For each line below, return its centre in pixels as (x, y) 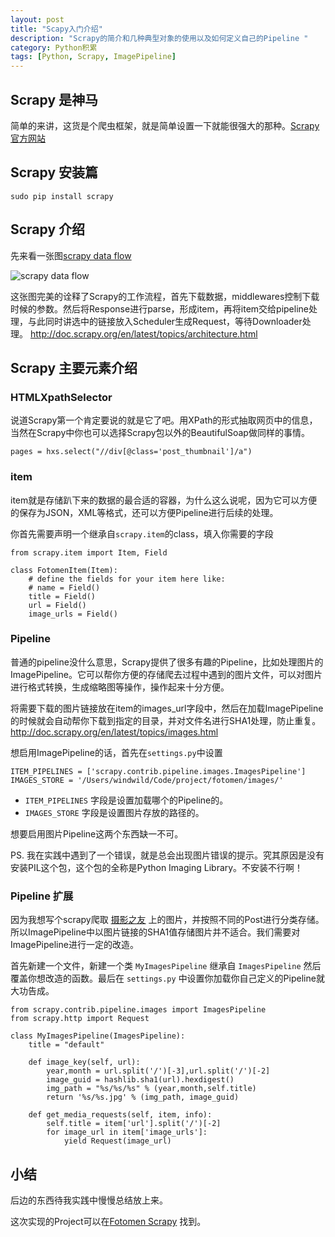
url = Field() (57, 605)
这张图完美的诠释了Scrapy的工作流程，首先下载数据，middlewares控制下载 (165, 296)
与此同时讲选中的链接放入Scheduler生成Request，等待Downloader (165, 321)
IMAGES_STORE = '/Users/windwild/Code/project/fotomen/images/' (147, 780)
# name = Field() (64, 587)
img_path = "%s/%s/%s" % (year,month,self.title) (151, 1089)
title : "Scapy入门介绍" (56, 29)
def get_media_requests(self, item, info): (120, 1115)
